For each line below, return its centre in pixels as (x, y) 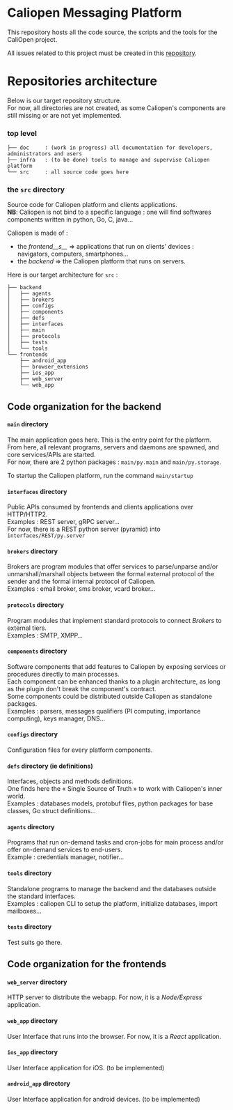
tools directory (30, 873)
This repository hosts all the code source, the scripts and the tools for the (112, 32)
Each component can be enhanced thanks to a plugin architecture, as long (114, 681)
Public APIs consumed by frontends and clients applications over (100, 507)
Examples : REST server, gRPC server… (64, 522)
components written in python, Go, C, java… (70, 219)
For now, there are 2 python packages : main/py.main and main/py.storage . (114, 462)
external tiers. (27, 628)
